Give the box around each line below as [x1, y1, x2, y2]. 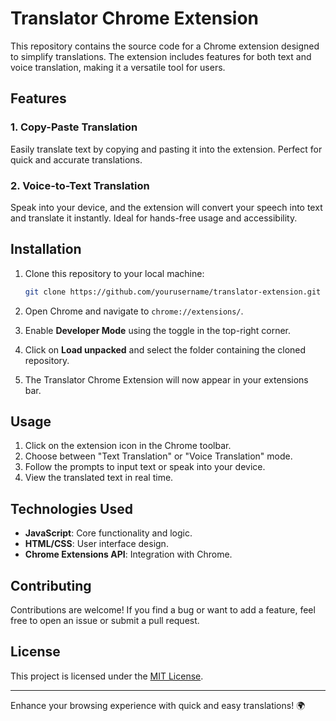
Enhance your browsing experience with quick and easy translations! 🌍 [10, 699, 306, 711]
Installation [10, 241, 82, 258]
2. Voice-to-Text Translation [10, 178, 150, 192]
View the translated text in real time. [24, 472, 174, 484]
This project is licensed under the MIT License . [10, 670, 204, 682]
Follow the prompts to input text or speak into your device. [24, 461, 266, 473]
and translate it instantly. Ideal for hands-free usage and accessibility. [10, 212, 298, 224]
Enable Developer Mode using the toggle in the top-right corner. [24, 324, 292, 336]
